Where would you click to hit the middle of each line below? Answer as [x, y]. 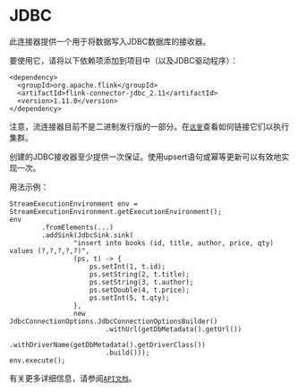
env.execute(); [38, 360]
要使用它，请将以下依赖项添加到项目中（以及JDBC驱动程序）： [124, 60]
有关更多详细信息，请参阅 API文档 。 [73, 378]
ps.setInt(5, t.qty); [129, 298]
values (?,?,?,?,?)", [50, 251]
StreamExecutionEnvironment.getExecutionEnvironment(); [115, 211]
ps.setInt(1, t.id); [128, 266]
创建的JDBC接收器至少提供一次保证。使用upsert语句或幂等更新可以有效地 [145, 157]
